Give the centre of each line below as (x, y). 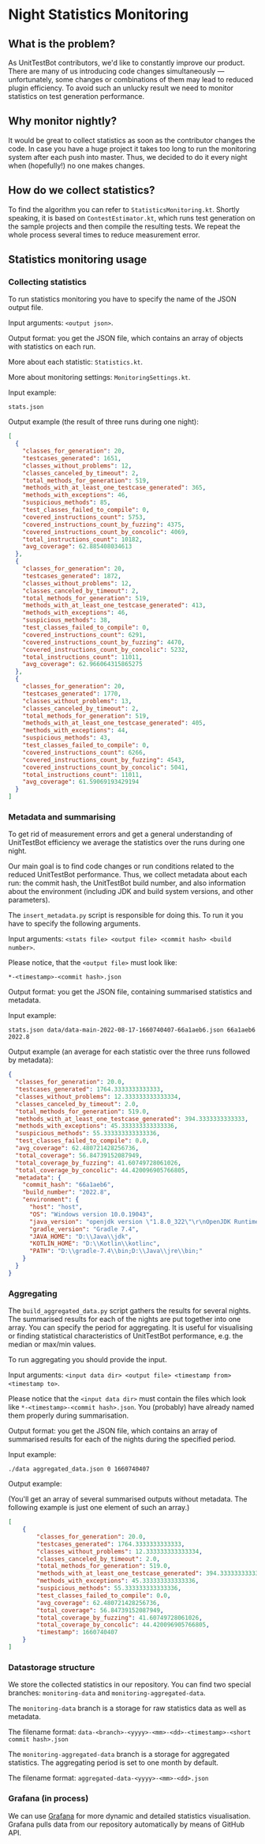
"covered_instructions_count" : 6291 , (84, 634)
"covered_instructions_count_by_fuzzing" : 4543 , (104, 760)
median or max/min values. (52, 1344)
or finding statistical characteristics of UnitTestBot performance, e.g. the (126, 1336)
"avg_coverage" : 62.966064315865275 (83, 665)
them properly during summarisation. (68, 1416)
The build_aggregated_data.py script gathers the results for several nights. (129, 1311)
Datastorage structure (52, 1667)
